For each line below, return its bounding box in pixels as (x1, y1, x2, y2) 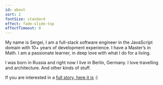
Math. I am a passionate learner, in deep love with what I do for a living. (5, 50, 151, 56)
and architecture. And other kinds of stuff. (5, 65, 91, 71)
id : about (5, 7, 26, 12)
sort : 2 (5, 12, 21, 17)
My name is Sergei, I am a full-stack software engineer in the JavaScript (5, 39, 153, 45)
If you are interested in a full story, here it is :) (5, 75, 98, 81)
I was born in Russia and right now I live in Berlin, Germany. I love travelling (5, 60, 159, 66)
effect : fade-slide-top (5, 21, 55, 26)
